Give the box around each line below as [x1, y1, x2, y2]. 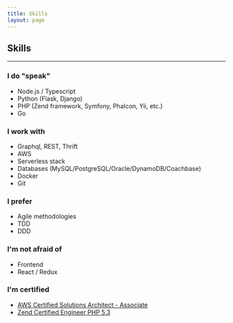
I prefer [7, 196, 33, 206]
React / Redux [17, 267, 58, 276]
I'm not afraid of [7, 245, 62, 254]
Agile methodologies [17, 213, 76, 221]
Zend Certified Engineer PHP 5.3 [17, 308, 111, 316]
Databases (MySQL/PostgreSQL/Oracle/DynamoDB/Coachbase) [17, 164, 202, 172]
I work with [7, 126, 46, 136]
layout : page [7, 17, 45, 24]
